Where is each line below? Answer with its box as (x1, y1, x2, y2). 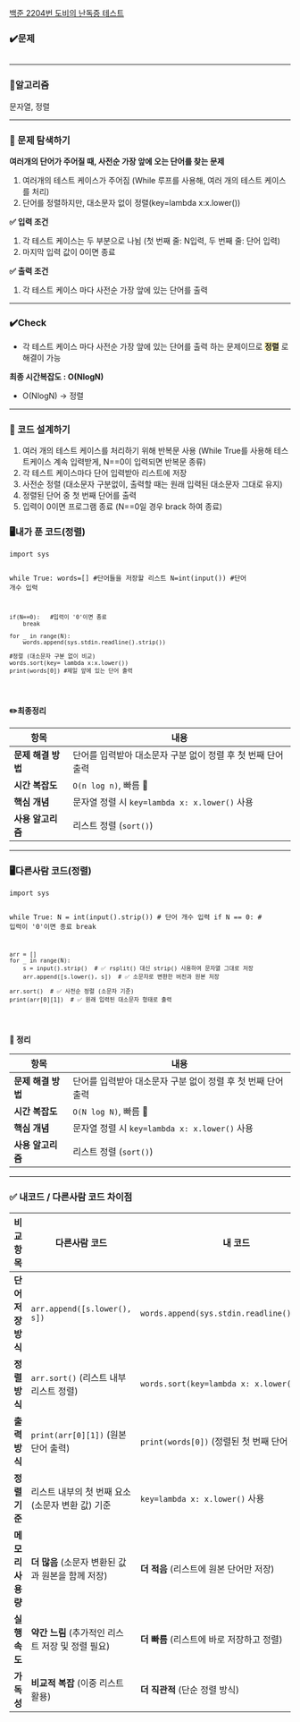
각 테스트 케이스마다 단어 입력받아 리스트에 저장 (21, 468, 187, 479)
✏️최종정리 (9, 705, 46, 716)
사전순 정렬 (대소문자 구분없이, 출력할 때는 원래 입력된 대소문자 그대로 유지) (21, 479, 283, 490)
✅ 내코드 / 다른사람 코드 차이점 (9, 1191, 133, 1204)
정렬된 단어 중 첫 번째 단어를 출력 (21, 490, 137, 501)
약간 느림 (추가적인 (30, 1626, 105, 1639)
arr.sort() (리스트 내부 (30, 1371, 127, 1384)
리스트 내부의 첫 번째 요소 (30, 1485, 131, 1497)
